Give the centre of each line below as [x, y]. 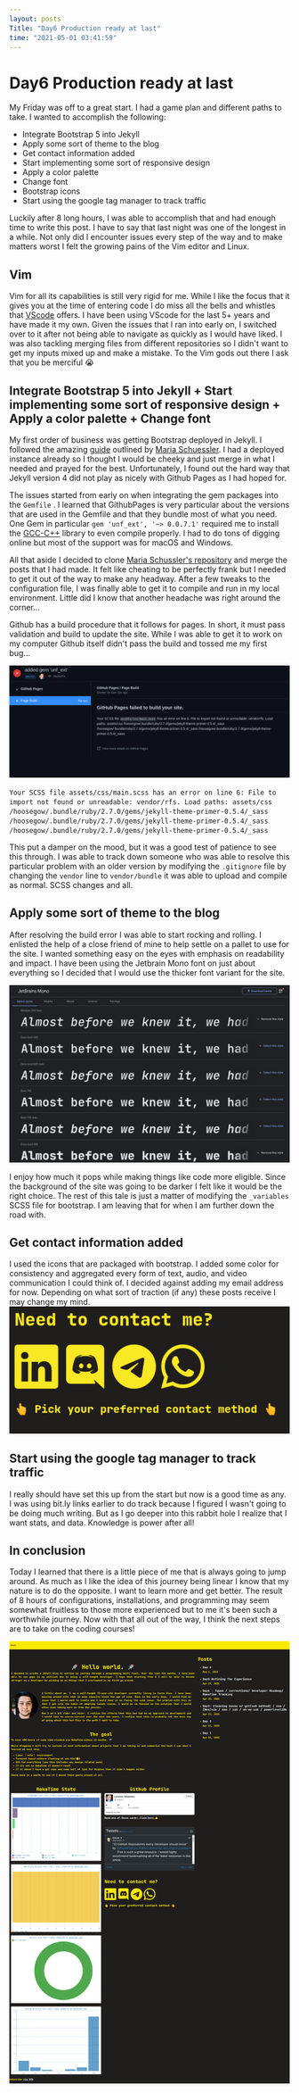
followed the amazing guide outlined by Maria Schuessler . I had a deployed [147, 449]
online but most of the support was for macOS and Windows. [121, 542]
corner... [24, 607]
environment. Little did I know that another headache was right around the [145, 597]
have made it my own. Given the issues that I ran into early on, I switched [143, 325]
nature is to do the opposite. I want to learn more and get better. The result [146, 1591]
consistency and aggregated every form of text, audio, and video [128, 1274]
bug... [20, 652]
